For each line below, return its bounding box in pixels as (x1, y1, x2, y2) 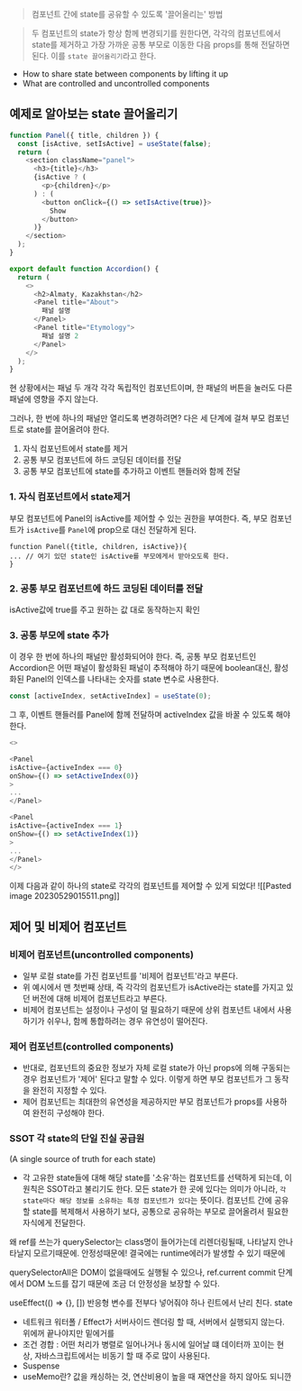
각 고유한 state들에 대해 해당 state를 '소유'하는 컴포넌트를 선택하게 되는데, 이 (22, 1172, 293, 1183)
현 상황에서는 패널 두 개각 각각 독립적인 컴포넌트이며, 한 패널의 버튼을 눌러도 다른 (9, 382, 293, 393)
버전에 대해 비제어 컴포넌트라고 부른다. (32, 993, 168, 1004)
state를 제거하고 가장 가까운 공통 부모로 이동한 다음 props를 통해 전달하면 (31, 40, 290, 50)
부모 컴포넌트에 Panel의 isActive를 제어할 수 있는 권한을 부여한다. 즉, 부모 (9, 513, 269, 524)
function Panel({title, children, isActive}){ (9, 542, 188, 551)
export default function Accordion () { (9, 264, 160, 273)
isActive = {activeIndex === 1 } (9, 821, 124, 830)
